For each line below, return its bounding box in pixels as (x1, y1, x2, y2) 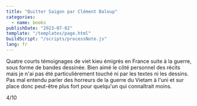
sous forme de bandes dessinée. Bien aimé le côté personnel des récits (6, 64, 180, 71)
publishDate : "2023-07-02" (6, 25, 73, 31)
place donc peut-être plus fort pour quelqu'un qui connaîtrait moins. (6, 82, 172, 90)
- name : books (11, 19, 46, 25)
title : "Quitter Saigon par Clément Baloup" (6, 8, 118, 15)
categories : (6, 14, 35, 20)
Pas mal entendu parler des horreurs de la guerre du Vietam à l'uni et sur (6, 76, 184, 83)
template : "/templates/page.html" (6, 31, 92, 37)
